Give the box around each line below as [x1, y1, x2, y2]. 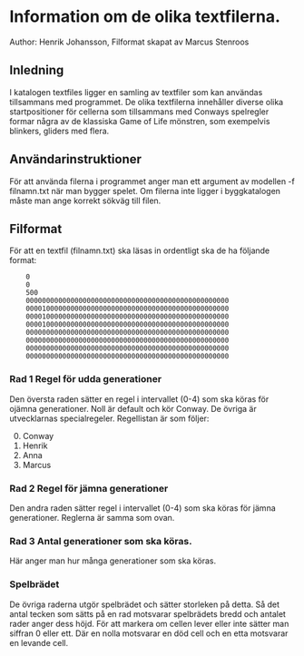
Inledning [9, 63, 64, 78]
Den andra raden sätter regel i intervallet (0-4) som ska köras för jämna [9, 502, 277, 514]
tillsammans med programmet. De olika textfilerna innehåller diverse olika [9, 96, 284, 107]
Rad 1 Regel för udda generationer [9, 373, 162, 386]
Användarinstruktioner [9, 152, 142, 167]
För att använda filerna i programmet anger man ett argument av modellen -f [9, 175, 295, 187]
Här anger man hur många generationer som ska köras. [9, 555, 216, 566]
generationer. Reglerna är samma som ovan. [9, 512, 175, 523]
